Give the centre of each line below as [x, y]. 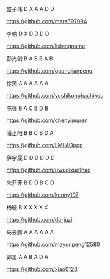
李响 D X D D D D [28, 34]
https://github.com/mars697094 [47, 21]
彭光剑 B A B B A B [30, 59]
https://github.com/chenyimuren [47, 120]
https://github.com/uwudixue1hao [49, 170]
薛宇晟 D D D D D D [31, 158]
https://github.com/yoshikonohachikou [55, 96]
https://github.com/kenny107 [42, 195]
